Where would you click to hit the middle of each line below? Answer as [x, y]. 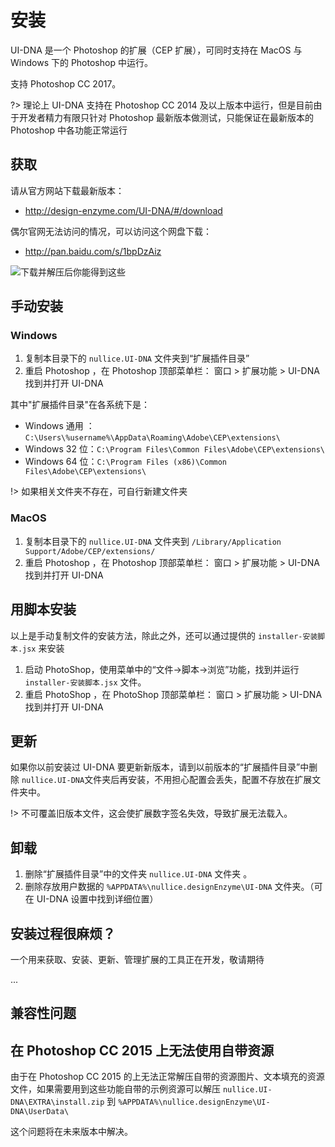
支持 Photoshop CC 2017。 [66, 83]
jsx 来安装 [43, 648]
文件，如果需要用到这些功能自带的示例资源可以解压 [115, 1089]
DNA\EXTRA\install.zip [57, 1102]
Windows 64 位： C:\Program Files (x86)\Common [126, 462]
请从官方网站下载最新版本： [67, 190]
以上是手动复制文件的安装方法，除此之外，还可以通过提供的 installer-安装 [164, 635]
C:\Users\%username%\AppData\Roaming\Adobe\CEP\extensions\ [152, 438]
